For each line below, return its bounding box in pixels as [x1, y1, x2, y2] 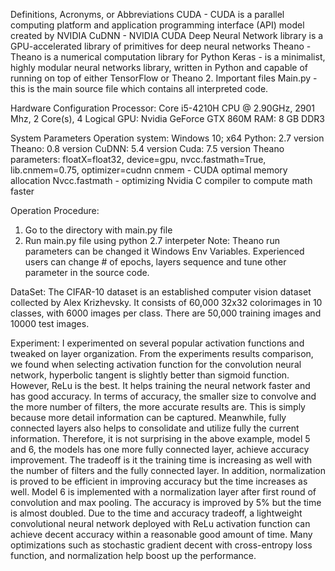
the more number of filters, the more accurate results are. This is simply [10, 401, 306, 413]
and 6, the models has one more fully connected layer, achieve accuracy [10, 444, 310, 455]
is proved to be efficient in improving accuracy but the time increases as [10, 475, 308, 487]
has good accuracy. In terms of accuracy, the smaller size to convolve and [10, 390, 317, 402]
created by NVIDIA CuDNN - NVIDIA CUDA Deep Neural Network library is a [10, 30, 324, 41]
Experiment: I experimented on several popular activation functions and [10, 337, 305, 349]
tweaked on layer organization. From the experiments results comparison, [10, 348, 314, 359]
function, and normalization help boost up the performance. [10, 550, 257, 561]
